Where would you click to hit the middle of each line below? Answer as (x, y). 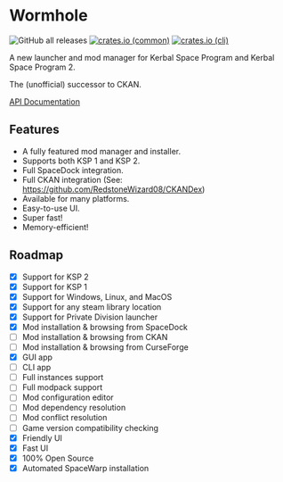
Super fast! (42, 217)
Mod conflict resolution (65, 418)
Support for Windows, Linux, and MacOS (97, 296)
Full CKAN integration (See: (72, 179)
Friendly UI (42, 437)
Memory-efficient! (55, 227)
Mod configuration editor (68, 397)
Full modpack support (62, 387)
